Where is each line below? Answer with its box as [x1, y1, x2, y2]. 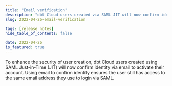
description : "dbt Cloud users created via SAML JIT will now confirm [5, 12, 159, 17]
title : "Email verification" [5, 7, 68, 13]
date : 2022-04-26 [5, 40, 42, 45]
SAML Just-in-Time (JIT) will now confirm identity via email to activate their [5, 64, 165, 70]
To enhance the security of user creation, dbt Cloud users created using [5, 59, 158, 65]
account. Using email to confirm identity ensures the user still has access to [5, 69, 165, 75]
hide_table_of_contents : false [5, 31, 72, 36]
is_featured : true [5, 45, 45, 50]
